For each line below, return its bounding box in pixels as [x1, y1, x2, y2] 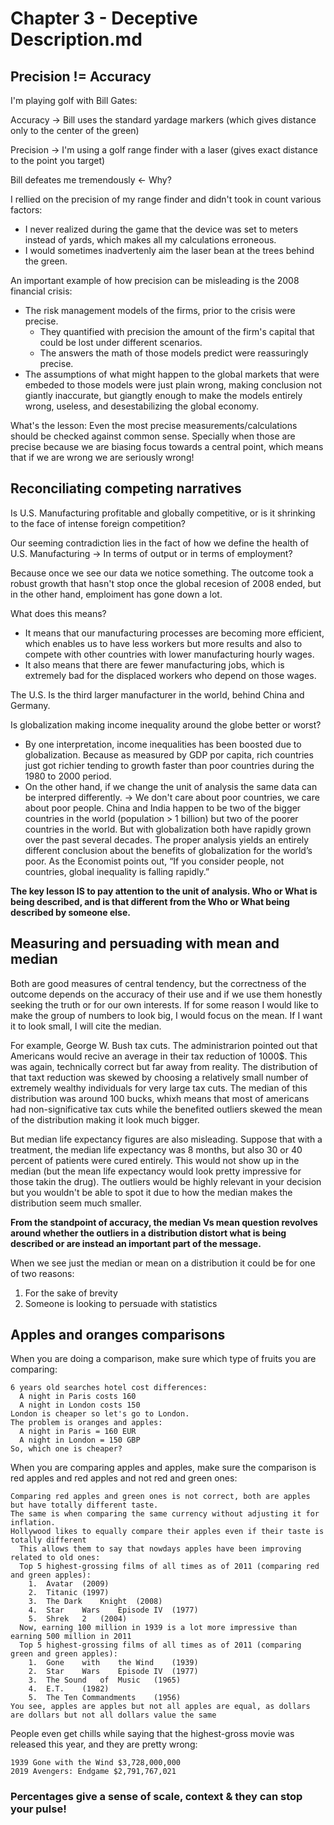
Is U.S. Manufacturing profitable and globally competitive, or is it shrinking [10, 507, 316, 519]
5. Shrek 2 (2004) [28, 1614, 128, 1624]
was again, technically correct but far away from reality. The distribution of [10, 1060, 318, 1072]
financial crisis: [10, 285, 73, 297]
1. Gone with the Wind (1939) [28, 1658, 199, 1668]
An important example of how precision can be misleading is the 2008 [10, 275, 300, 286]
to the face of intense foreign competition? [10, 517, 186, 529]
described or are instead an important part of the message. [10, 1237, 262, 1249]
